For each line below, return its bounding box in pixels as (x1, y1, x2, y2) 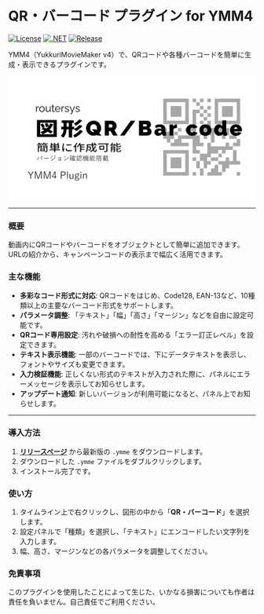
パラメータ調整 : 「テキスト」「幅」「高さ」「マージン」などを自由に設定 (19, 310, 247, 320)
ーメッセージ (19, 378, 61, 389)
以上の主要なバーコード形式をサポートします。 (26, 300, 178, 310)
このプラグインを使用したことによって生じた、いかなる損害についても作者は (8, 587, 255, 597)
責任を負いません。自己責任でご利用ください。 (8, 598, 159, 607)
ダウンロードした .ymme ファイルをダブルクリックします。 (19, 456, 207, 466)
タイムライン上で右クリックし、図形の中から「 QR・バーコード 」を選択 (19, 507, 250, 517)
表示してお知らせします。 (67, 378, 149, 389)
